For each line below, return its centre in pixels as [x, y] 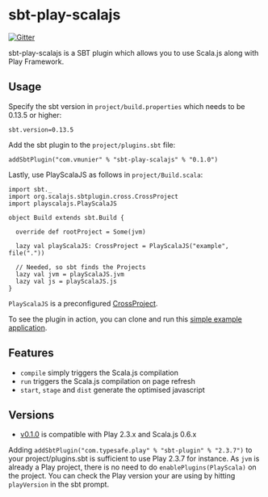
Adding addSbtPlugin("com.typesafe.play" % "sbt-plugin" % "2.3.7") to [130, 450]
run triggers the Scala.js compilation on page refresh [108, 381]
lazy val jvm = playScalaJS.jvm [70, 274]
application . [28, 327]
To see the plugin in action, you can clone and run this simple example [125, 319]
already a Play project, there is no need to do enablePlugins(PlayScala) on [132, 467]
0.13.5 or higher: [35, 115]
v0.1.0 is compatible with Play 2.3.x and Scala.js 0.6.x [108, 435]
